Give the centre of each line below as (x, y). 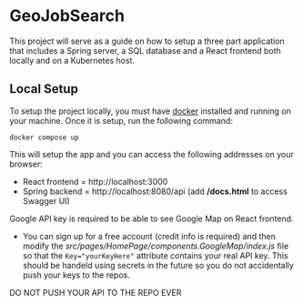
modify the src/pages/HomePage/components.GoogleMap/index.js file (156, 246)
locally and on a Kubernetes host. (72, 60)
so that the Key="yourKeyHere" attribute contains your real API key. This (155, 255)
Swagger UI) (46, 200)
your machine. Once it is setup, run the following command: (121, 120)
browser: (26, 164)
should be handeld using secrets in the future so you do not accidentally (158, 265)
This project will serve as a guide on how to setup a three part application (147, 41)
